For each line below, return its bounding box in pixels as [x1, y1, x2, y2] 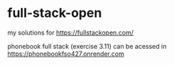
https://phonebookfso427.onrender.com [7, 49, 124, 58]
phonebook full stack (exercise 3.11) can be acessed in [7, 42, 167, 50]
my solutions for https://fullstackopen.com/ [7, 28, 134, 37]
